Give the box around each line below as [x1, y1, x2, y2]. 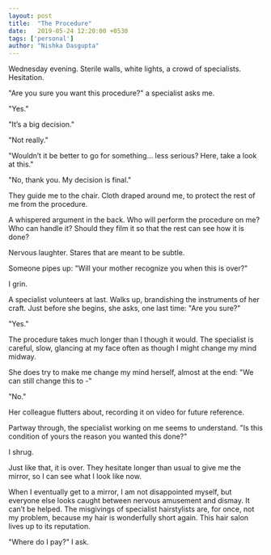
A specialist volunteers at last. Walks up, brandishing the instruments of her [8, 295, 260, 305]
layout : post [8, 11, 53, 20]
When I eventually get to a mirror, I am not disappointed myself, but [8, 487, 232, 497]
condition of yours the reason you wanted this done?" [8, 431, 188, 441]
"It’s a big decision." [8, 120, 75, 129]
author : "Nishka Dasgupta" [8, 42, 100, 50]
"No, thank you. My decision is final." [8, 175, 132, 185]
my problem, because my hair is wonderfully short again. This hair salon [8, 513, 249, 523]
